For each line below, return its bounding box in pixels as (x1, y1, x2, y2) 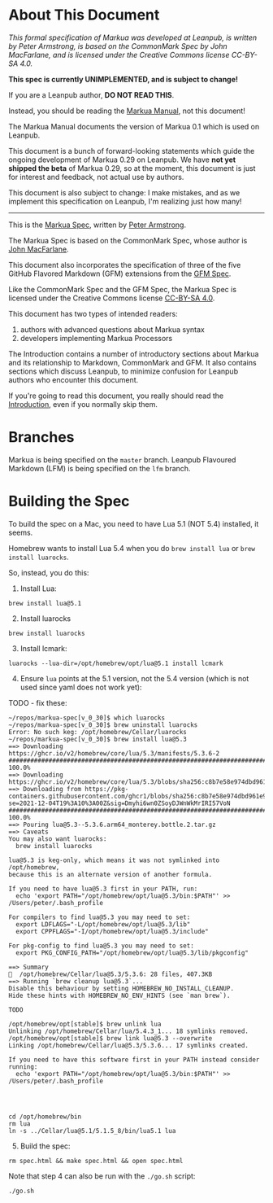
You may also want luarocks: (8, 834, 107, 843)
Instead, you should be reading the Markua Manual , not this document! (8, 106, 245, 116)
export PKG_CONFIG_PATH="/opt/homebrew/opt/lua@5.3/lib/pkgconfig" (15, 948, 249, 957)
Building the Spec (8, 492, 130, 510)
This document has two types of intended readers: (8, 308, 178, 318)
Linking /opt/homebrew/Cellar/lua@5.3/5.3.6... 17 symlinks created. (8, 1041, 249, 1049)
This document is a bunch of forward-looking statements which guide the (8, 146, 255, 155)
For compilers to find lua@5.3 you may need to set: (8, 913, 191, 921)
